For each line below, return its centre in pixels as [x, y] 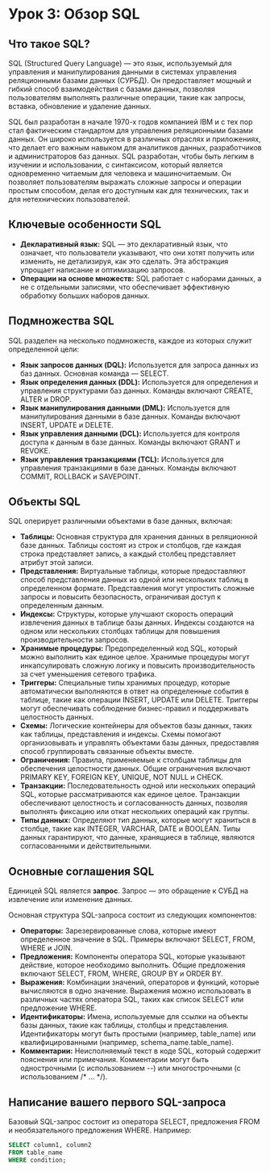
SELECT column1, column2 [50, 1145]
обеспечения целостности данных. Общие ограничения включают [135, 769]
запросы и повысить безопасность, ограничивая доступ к [120, 597]
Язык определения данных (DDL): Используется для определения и [139, 382]
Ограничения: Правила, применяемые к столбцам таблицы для [131, 760]
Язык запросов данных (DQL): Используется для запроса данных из [139, 365]
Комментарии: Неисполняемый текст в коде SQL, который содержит [141, 1051]
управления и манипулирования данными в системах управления [123, 72]
